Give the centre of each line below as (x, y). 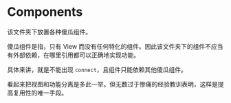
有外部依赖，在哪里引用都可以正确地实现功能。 (73, 55)
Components (45, 12)
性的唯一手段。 (46, 93)
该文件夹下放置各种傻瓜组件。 (49, 32)
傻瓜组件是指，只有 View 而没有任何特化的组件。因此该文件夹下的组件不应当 (115, 46)
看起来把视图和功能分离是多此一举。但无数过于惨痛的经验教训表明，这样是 (112, 84)
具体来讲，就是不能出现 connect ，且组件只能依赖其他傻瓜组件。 (97, 69)
